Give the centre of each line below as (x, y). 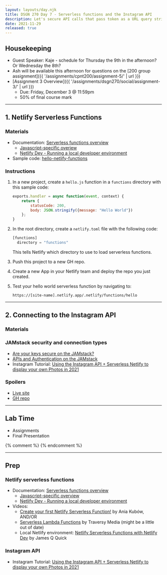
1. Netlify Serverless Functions (53, 117)
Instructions (20, 171)
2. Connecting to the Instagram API (61, 315)
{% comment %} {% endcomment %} (44, 445)
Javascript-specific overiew (48, 147)
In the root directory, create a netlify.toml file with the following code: (85, 229)
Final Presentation (31, 435)
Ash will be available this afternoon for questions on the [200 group (81, 71)
